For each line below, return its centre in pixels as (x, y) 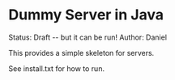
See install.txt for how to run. (57, 68)
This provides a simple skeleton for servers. (81, 53)
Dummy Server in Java (86, 15)
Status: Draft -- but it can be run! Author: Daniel (88, 37)
